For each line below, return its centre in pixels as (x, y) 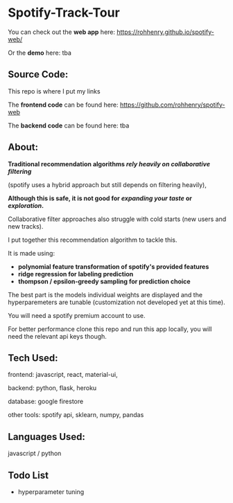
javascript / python (35, 453)
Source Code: (38, 74)
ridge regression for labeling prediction (76, 274)
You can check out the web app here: (62, 32)
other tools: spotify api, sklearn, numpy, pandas (76, 415)
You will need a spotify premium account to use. (77, 315)
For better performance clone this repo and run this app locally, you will (110, 329)
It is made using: (31, 253)
